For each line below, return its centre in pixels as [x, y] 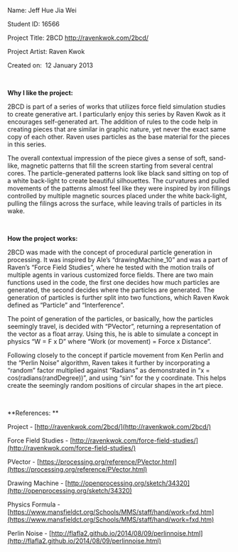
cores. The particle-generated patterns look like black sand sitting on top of [118, 173]
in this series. [27, 144]
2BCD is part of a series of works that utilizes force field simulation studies [117, 107]
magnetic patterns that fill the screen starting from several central [117, 166]
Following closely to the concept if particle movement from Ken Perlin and [115, 355]
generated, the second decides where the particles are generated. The [111, 290]
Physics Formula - [34, 504]
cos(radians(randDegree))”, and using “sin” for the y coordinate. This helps [117, 378]
